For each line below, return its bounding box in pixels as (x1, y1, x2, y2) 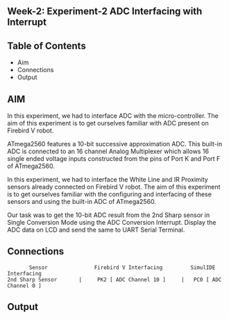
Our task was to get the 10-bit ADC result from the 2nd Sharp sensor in (7, 211, 210, 219)
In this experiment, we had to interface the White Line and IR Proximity (7, 175, 208, 184)
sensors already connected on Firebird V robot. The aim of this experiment (7, 183, 221, 191)
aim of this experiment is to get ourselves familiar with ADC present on (7, 119, 210, 128)
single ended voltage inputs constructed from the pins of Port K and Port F (7, 155, 221, 163)
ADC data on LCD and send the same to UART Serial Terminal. (7, 225, 185, 234)
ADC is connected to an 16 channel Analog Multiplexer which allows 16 (7, 147, 210, 155)
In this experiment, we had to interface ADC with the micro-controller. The (7, 112, 219, 120)
